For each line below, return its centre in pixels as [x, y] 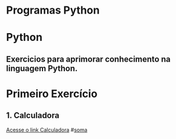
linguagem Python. [42, 68]
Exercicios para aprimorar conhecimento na [88, 59]
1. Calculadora [33, 116]
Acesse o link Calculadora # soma [47, 130]
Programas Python [53, 10]
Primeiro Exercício [52, 94]
